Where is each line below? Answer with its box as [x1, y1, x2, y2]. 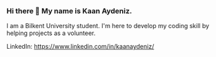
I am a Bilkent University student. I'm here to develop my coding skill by [6, 22, 210, 30]
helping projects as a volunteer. [6, 29, 96, 37]
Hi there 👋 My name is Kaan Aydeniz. [6, 6, 132, 16]
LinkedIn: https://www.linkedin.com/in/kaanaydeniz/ [6, 43, 155, 51]
